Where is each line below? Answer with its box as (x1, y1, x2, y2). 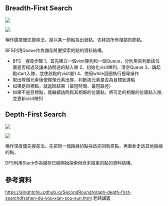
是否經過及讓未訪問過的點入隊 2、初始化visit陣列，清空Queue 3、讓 (16, 64, 156, 70)
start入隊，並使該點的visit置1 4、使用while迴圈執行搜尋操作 (16, 70, 139, 76)
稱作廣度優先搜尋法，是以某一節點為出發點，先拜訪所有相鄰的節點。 (5, 36, 145, 42)
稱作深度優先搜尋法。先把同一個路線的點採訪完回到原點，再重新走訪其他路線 (5, 142, 163, 149)
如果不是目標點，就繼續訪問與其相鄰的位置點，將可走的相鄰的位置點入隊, (12, 89, 163, 95)
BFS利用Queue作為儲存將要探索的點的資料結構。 (5, 47, 106, 53)
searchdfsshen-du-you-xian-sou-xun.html (5, 195, 92, 201)
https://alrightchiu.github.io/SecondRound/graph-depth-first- (5, 189, 131, 195)
